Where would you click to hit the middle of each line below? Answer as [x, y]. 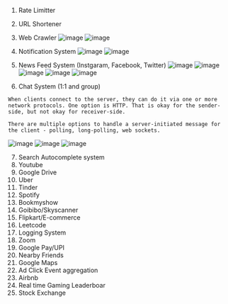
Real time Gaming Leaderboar [62, 285]
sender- [209, 106]
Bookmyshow [38, 202]
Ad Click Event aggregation [58, 270]
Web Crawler [38, 38]
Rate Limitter [37, 10]
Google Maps [38, 263]
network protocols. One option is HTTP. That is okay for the [102, 106]
